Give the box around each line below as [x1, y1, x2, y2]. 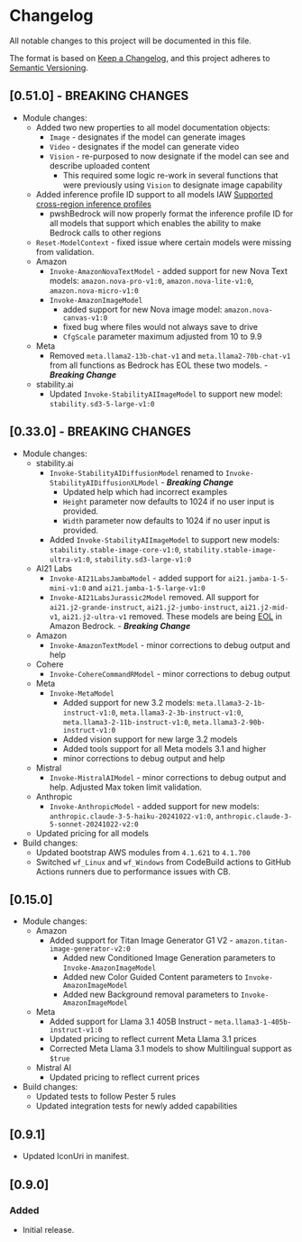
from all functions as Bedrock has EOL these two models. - [49, 360, 269, 370]
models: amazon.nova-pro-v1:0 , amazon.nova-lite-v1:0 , [49, 275, 254, 286]
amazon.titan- [234, 936, 288, 946]
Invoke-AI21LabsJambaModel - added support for [49, 572, 227, 583]
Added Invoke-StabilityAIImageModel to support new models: [49, 534, 280, 545]
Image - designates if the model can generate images [49, 132, 246, 142]
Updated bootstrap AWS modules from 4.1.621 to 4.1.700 [35, 846, 251, 857]
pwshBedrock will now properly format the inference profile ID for [49, 208, 294, 219]
